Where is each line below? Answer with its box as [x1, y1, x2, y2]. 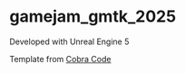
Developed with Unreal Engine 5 [9, 36, 130, 47]
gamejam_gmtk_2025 [9, 6, 177, 27]
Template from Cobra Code [9, 53, 112, 64]
